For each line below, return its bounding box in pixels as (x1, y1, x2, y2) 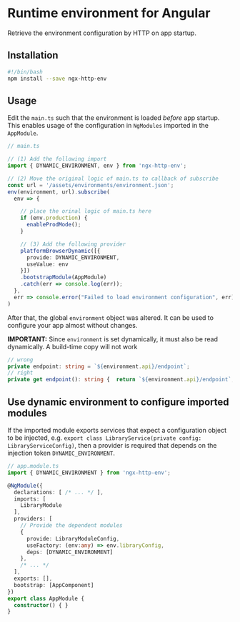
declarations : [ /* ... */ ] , (14, 488, 104, 496)
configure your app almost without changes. (7, 321, 138, 329)
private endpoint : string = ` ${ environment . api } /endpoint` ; (7, 363, 191, 370)
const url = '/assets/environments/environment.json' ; (7, 181, 174, 189)
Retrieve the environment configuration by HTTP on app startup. (7, 29, 196, 37)
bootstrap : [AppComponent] (14, 581, 94, 588)
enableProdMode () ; (26, 221, 81, 229)
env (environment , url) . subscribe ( (7, 188, 111, 196)
